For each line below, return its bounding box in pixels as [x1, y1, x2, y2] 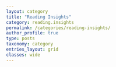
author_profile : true [6, 30, 59, 36]
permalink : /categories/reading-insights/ [6, 24, 111, 31]
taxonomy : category [6, 41, 54, 47]
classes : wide [6, 52, 41, 58]
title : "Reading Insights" [6, 14, 72, 20]
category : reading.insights [6, 19, 75, 25]
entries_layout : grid [6, 47, 59, 52]
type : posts [6, 36, 35, 41]
